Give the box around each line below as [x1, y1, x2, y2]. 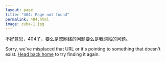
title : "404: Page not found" [5, 12, 70, 17]
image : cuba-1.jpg [5, 21, 44, 27]
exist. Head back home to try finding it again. [5, 51, 100, 57]
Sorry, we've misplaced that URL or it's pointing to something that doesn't [5, 46, 161, 52]
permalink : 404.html [5, 17, 50, 22]
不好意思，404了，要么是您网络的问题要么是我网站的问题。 [5, 36, 130, 42]
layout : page [5, 7, 33, 13]
